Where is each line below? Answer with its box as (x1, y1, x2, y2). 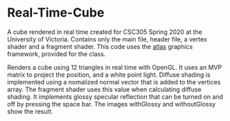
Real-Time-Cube (7, 5, 105, 21)
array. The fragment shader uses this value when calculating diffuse (7, 85, 202, 93)
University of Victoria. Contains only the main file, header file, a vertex (7, 35, 208, 43)
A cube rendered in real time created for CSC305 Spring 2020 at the (7, 28, 202, 36)
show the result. (7, 107, 53, 115)
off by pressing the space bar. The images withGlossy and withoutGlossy (7, 100, 216, 108)
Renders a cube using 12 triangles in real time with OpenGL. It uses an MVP (7, 63, 222, 71)
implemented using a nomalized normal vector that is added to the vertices (7, 77, 221, 86)
